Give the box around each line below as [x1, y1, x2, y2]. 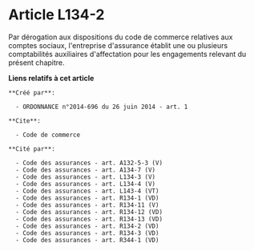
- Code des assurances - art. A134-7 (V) [15, 166, 156, 174]
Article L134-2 [8, 6, 105, 24]
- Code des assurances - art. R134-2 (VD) [15, 222, 159, 230]
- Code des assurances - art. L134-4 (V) [15, 180, 156, 188]
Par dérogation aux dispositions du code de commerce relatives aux [8, 32, 234, 42]
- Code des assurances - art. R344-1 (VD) [15, 236, 159, 244]
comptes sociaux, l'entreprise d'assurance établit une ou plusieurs [8, 40, 228, 50]
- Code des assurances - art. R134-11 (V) [15, 200, 159, 209]
